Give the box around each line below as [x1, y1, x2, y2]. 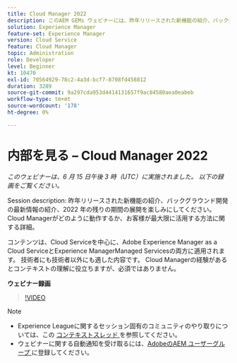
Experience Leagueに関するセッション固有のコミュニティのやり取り [17, 321, 217, 330]
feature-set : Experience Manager [7, 30, 106, 37]
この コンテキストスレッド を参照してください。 [42, 330, 181, 339]
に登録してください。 [31, 347, 94, 357]
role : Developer [7, 56, 55, 64]
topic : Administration [7, 50, 74, 57]
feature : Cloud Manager [7, 43, 78, 50]
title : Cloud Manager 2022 [7, 10, 87, 18]
